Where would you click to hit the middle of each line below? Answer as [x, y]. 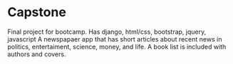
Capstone [37, 12]
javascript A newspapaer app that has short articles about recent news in [115, 39]
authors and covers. [37, 54]
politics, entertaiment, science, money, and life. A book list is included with [117, 46]
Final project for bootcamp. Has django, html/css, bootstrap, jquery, [107, 32]
